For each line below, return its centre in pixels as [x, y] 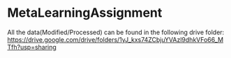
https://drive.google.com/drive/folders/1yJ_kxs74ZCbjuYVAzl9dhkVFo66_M [115, 39]
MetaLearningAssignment [85, 13]
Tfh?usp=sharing [32, 47]
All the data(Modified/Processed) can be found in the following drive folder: [116, 32]
